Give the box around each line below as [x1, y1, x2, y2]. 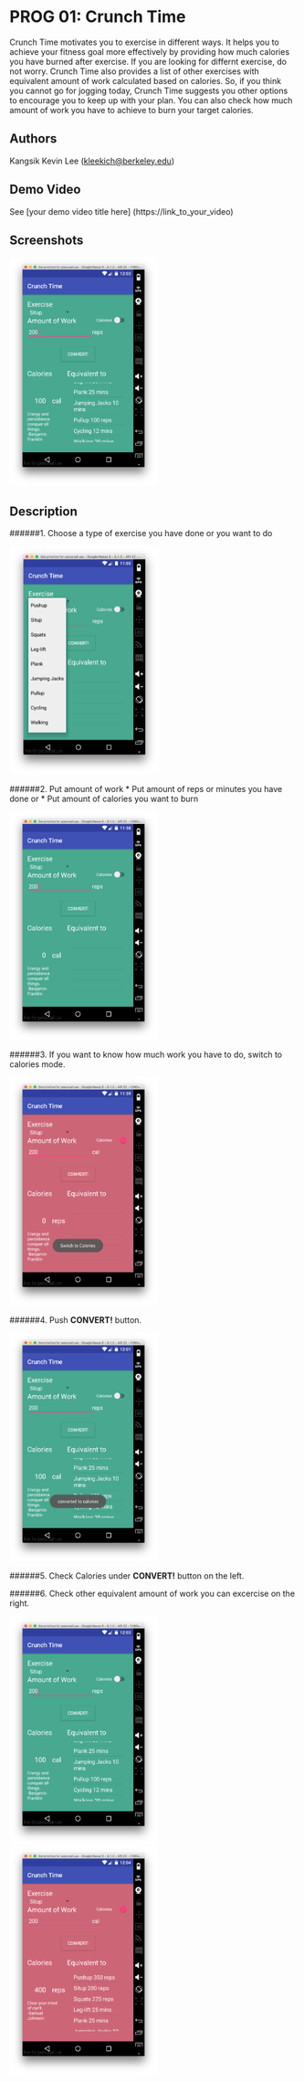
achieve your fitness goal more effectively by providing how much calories [9, 46, 290, 57]
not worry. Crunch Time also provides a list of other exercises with [9, 66, 260, 77]
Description [9, 503, 78, 519]
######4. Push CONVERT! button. [9, 1315, 142, 1326]
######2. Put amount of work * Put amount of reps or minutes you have [9, 784, 283, 795]
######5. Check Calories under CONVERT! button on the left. [9, 1570, 245, 1581]
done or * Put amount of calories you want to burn [9, 793, 199, 805]
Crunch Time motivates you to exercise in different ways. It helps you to [9, 37, 280, 48]
